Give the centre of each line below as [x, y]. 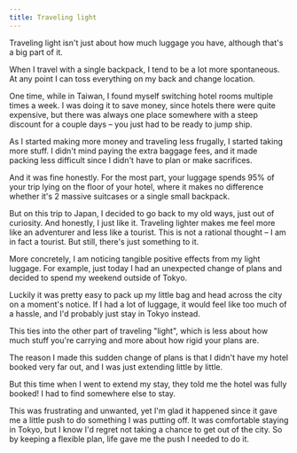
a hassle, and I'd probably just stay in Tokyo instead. [105, 313]
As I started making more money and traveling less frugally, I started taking [146, 141]
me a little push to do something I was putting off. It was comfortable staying [149, 420]
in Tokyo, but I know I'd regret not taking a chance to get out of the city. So [146, 429]
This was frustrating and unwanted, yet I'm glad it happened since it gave [143, 410]
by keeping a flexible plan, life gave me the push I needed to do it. [129, 439]
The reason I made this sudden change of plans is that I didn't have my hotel [149, 357]
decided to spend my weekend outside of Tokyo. [98, 277]
